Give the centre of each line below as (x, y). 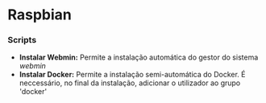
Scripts (22, 40)
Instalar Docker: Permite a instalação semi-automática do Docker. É (132, 75)
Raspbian (39, 15)
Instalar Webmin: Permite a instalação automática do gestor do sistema (139, 57)
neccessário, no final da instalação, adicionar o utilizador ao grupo (130, 83)
